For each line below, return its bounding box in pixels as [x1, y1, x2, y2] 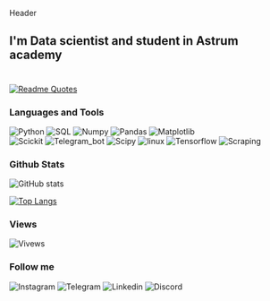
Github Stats [9, 158, 65, 170]
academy [9, 47, 63, 63]
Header [9, 8, 38, 18]
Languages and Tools [9, 106, 105, 118]
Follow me [9, 261, 55, 273]
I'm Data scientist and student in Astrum [9, 33, 239, 48]
